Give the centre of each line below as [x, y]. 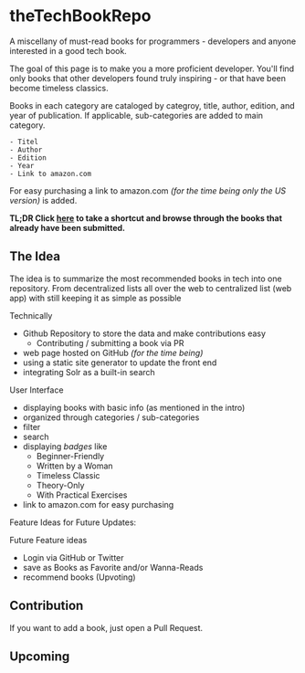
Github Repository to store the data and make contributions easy [144, 333]
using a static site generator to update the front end [120, 363]
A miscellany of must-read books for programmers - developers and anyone [153, 41]
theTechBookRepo [80, 16]
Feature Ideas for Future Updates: [73, 522]
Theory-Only [60, 485]
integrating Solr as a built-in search [89, 372]
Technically [31, 315]
